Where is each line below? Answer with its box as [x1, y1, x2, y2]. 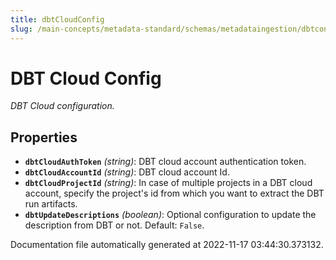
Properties [10, 129, 78, 146]
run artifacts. [24, 198, 78, 210]
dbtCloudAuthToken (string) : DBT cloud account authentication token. [24, 156, 307, 168]
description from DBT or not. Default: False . [24, 219, 205, 231]
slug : [10, 24, 33, 34]
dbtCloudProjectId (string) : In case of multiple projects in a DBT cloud [24, 177, 313, 189]
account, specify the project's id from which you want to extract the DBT [24, 187, 325, 200]
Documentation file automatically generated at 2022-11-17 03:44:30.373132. [10, 239, 324, 251]
